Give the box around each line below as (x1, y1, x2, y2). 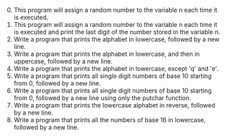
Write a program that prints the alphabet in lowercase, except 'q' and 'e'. (13, 65, 219, 72)
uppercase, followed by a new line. (13, 57, 113, 65)
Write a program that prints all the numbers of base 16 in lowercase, (13, 116, 206, 124)
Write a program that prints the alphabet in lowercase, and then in (13, 50, 200, 58)
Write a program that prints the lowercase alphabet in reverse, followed (13, 101, 215, 109)
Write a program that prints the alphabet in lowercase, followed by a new (13, 35, 220, 43)
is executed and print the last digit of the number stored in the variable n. (13, 28, 221, 36)
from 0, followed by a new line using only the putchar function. (13, 94, 191, 102)
